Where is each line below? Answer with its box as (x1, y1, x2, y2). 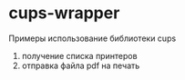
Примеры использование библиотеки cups (8, 33, 177, 44)
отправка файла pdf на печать (21, 60, 140, 71)
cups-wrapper (8, 3, 120, 24)
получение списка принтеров (21, 50, 138, 61)
